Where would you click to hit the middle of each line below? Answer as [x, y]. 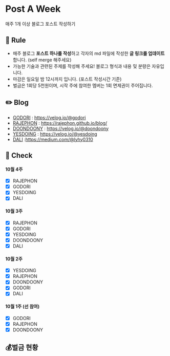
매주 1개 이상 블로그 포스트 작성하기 [40, 24]
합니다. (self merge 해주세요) [42, 60]
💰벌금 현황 [22, 348]
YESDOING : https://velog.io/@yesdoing [55, 134]
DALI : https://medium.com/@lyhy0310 [53, 139]
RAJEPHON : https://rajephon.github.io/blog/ [60, 123]
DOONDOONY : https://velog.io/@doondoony [61, 128]
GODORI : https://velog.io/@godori [49, 117]
